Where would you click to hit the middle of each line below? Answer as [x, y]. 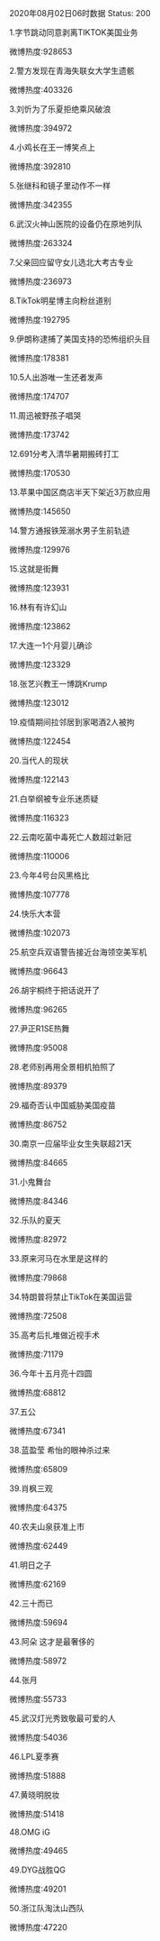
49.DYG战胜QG [37, 1870]
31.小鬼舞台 [31, 1182]
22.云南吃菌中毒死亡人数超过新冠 [71, 837]
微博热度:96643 [39, 971]
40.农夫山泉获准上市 [47, 1527]
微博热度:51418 [37, 1814]
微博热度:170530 [40, 473]
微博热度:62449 [39, 1546]
